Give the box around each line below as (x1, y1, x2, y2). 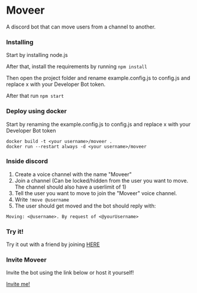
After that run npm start (6, 93, 64, 100)
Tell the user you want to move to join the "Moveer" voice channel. (14, 189, 177, 196)
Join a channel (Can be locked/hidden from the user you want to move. (14, 177, 189, 184)
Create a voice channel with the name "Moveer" (14, 170, 132, 178)
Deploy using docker (6, 107, 67, 116)
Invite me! (6, 281, 31, 288)
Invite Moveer (6, 256, 47, 264)
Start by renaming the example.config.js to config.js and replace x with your (6, 120, 191, 128)
